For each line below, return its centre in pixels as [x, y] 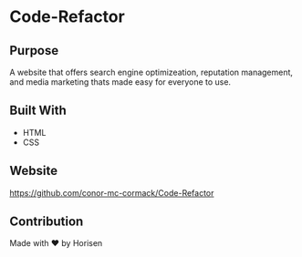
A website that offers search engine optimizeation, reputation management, [151, 72]
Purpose [34, 51]
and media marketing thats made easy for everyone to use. [120, 82]
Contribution [47, 222]
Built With [38, 111]
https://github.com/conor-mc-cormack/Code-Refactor [112, 192]
